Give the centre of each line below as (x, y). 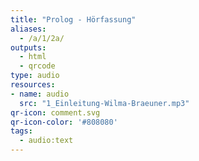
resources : (33, 85)
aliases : (28, 29)
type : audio (35, 76)
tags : (21, 131)
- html (33, 57)
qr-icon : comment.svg (55, 112)
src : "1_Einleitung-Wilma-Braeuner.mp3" (104, 103)
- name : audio (40, 94)
